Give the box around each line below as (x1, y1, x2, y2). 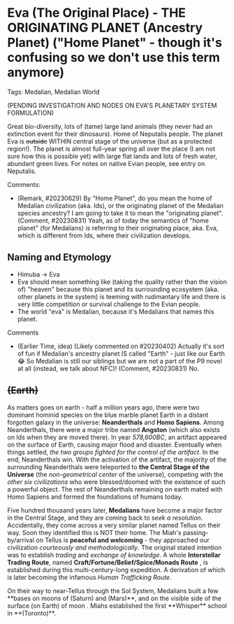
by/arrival (7, 536, 35, 544)
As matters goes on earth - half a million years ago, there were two (7, 403, 200, 411)
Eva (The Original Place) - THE (7, 5, 187, 21)
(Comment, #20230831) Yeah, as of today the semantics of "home (17, 216, 210, 225)
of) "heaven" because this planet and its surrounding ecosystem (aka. (17, 285, 219, 293)
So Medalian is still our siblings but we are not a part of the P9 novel (27, 356, 222, 365)
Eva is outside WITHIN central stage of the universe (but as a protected (7, 137, 212, 145)
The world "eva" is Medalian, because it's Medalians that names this (17, 307, 214, 316)
